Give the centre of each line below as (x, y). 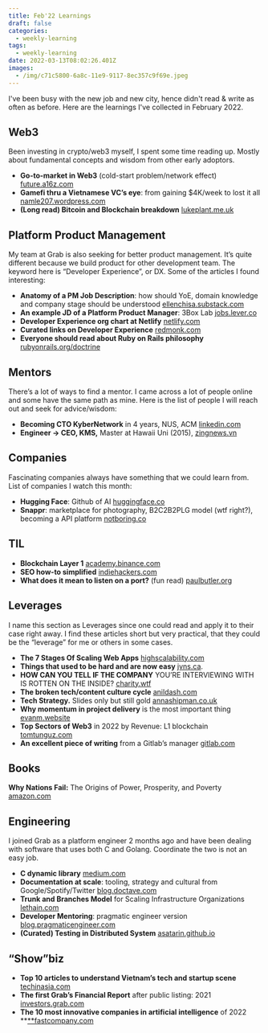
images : (21, 68)
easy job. (23, 858)
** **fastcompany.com (57, 1020)
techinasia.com (45, 986)
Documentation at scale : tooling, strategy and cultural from (119, 882)
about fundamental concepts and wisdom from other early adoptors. (122, 160)
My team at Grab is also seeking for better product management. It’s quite (130, 255)
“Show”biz (36, 959)
